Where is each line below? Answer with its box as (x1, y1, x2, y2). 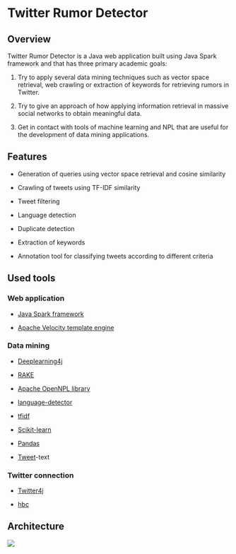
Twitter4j (17, 486, 44, 495)
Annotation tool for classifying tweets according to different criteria (17, 252, 213, 260)
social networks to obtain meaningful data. (17, 110, 143, 117)
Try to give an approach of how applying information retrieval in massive (17, 102, 229, 110)
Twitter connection (7, 470, 74, 480)
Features (7, 151, 47, 163)
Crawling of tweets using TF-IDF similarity (17, 183, 141, 191)
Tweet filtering (17, 196, 60, 206)
